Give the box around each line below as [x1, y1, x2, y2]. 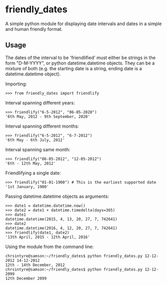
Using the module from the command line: [5, 243, 94, 250]
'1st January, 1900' [5, 184, 50, 189]
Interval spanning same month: [5, 146, 70, 152]
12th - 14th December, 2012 [5, 262, 65, 268]
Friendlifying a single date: [5, 170, 61, 176]
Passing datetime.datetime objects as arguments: [5, 193, 109, 199]
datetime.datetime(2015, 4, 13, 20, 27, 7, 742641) [5, 216, 117, 221]
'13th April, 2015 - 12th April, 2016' [5, 234, 90, 239]
